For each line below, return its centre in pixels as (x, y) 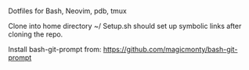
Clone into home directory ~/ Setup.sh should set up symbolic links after (125, 26)
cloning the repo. (36, 34)
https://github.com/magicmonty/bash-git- (170, 49)
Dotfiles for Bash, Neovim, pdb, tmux (67, 11)
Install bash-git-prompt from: (55, 49)
